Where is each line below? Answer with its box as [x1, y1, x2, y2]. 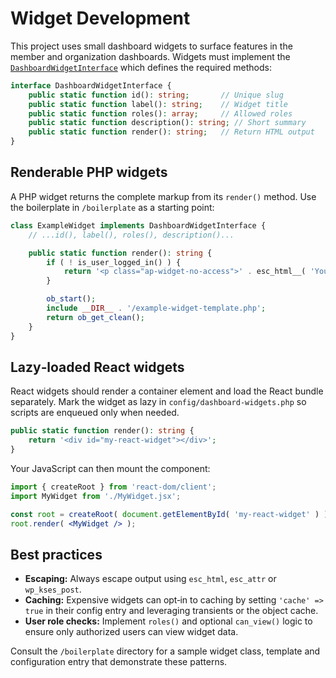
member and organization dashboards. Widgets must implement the [10, 50, 291, 62]
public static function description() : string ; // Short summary [28, 118, 307, 128]
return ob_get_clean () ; [46, 312, 145, 322]
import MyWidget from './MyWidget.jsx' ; [10, 491, 182, 501]
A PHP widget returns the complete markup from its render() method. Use [10, 190, 317, 202]
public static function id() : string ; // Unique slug [28, 90, 284, 100]
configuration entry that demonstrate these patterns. [10, 656, 228, 668]
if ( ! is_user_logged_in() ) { [46, 257, 182, 267]
